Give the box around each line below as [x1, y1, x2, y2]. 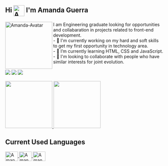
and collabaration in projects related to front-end [53, 27, 154, 33]
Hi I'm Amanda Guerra [5, 6, 89, 15]
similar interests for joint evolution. [53, 59, 124, 65]
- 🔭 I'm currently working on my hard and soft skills [53, 37, 159, 43]
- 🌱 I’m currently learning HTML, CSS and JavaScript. [53, 48, 163, 54]
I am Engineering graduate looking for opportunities [53, 21, 160, 28]
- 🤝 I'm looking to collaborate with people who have [53, 53, 159, 59]
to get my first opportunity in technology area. [53, 43, 148, 49]
